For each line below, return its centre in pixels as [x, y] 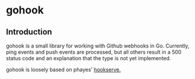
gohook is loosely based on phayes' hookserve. [63, 70]
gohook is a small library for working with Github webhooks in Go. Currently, [98, 46]
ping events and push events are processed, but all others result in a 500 [94, 52]
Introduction [29, 32]
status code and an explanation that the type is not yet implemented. [88, 58]
